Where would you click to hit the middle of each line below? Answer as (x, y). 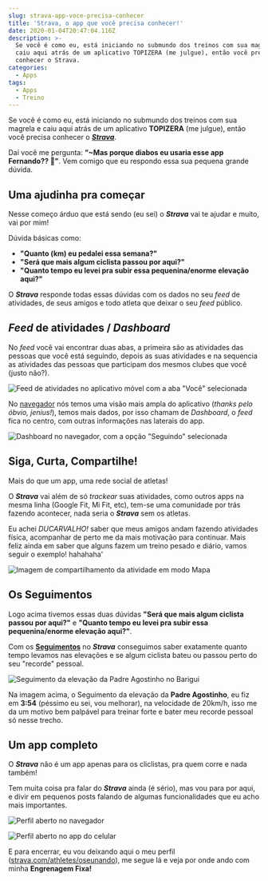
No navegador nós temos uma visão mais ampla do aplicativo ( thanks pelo (131, 404)
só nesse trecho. (36, 720)
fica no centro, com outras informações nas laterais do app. (106, 421)
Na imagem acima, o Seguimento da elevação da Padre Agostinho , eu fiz (129, 694)
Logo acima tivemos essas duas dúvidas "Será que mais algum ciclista (126, 614)
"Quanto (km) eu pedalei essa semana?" (89, 253)
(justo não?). (29, 373)
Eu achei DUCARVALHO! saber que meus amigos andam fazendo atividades (133, 528)
